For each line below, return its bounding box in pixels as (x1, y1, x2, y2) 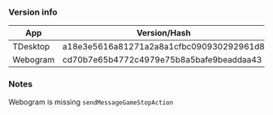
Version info (8, 6, 58, 18)
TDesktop (12, 41, 50, 53)
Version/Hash (136, 28, 191, 39)
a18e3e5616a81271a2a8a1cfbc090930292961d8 (62, 41, 266, 53)
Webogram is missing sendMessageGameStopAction (8, 96, 174, 107)
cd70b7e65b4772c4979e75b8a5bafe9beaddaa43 (62, 54, 262, 66)
